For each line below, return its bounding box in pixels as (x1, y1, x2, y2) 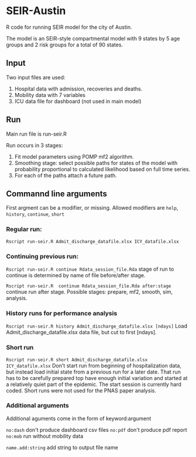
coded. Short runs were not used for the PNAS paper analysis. (6, 387, 156, 394)
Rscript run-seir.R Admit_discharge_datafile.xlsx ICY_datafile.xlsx (6, 238, 180, 244)
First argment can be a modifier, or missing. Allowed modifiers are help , (6, 204, 178, 211)
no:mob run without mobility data (6, 432, 84, 439)
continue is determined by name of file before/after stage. (6, 271, 146, 278)
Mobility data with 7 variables (14, 91, 86, 98)
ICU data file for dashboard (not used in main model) (14, 98, 142, 105)
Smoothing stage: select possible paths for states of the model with (14, 159, 178, 166)
